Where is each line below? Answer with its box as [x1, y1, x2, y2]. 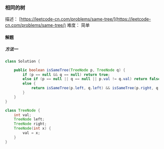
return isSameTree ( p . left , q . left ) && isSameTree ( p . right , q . [31, 86, 161, 91]
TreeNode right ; [14, 121, 47, 127]
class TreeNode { [5, 108, 41, 113]
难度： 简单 [66, 22, 90, 28]
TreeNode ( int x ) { [14, 126, 51, 131]
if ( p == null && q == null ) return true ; [22, 72, 110, 77]
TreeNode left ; [14, 117, 45, 122]
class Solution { [5, 59, 41, 64]
